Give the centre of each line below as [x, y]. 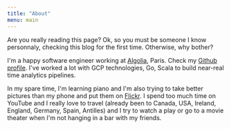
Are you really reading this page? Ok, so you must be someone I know [107, 39]
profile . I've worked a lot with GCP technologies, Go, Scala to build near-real [116, 68]
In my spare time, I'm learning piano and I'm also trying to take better [105, 88]
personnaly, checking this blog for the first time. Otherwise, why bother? [110, 47]
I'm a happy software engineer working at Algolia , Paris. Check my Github [112, 60]
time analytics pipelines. [41, 75]
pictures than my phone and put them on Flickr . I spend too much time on [112, 96]
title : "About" [29, 13]
